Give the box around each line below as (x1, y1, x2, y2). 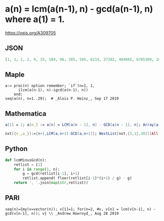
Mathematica (5, 109, 46, 118)
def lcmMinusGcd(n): (5, 158, 47, 162)
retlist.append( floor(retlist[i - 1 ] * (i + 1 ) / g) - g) (22, 176, 132, 181)
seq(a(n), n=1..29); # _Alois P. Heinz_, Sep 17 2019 (5, 96, 119, 101)
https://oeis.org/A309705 (5, 30, 56, 36)
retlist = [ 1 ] (14, 162, 42, 167)
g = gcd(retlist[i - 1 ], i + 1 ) (22, 171, 80, 176)
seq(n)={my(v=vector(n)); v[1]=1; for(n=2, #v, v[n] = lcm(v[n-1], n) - (5, 206, 156, 212)
